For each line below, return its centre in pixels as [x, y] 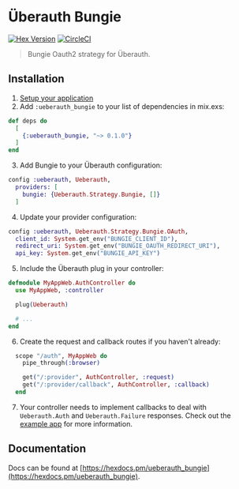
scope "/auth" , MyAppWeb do [62, 355]
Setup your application [56, 98]
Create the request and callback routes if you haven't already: [120, 341]
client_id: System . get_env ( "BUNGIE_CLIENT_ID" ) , [97, 239]
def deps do [28, 121]
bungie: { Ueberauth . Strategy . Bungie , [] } [91, 194]
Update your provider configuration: [78, 216]
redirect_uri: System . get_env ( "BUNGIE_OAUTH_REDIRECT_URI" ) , [118, 246]
